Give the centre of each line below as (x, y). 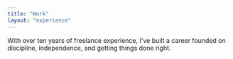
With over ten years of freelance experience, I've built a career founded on (116, 40)
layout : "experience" (39, 20)
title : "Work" (28, 14)
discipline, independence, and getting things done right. (89, 48)
